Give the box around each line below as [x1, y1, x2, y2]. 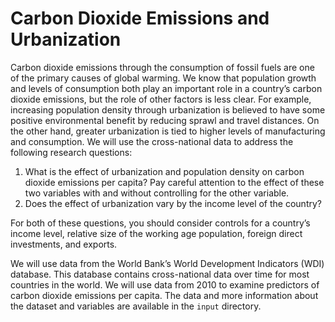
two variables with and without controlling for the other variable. [24, 187, 290, 199]
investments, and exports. [10, 238, 118, 250]
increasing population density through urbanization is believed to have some [10, 103, 326, 116]
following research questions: [10, 146, 133, 158]
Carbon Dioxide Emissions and [10, 7, 270, 30]
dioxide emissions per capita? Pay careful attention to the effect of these [24, 176, 325, 188]
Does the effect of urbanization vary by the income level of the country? [24, 197, 322, 209]
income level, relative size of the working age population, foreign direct [10, 227, 303, 239]
